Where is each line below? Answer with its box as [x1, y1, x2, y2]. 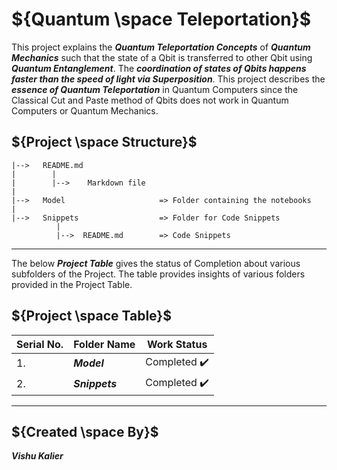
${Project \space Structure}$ [11, 134, 198, 151]
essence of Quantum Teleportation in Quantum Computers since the [11, 83, 299, 95]
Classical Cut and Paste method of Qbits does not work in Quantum [11, 94, 289, 106]
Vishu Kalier [11, 450, 64, 462]
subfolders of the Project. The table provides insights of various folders [11, 268, 306, 280]
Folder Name [73, 337, 136, 351]
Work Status [146, 337, 208, 351]
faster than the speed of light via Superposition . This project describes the [11, 73, 326, 85]
